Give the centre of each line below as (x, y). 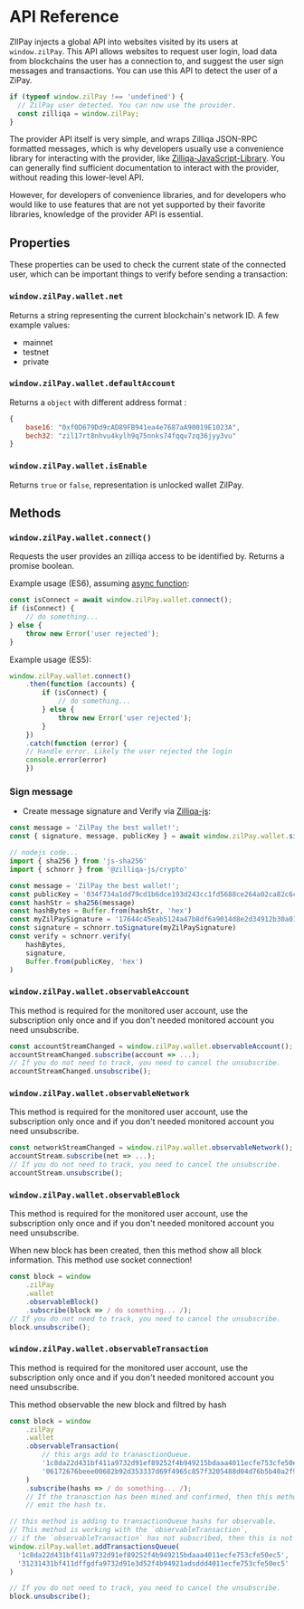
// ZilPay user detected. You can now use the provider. (127, 105)
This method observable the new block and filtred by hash (118, 1405)
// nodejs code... (44, 853)
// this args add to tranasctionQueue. (117, 1455)
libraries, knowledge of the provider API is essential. (106, 214)
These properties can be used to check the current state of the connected (148, 265)
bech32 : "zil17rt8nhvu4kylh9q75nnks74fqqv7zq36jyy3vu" (131, 436)
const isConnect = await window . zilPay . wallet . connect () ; (121, 600)
